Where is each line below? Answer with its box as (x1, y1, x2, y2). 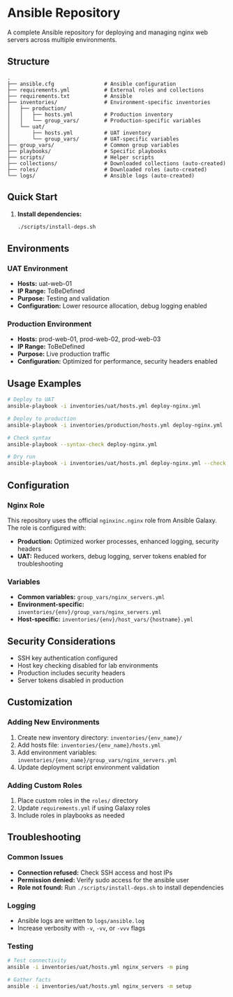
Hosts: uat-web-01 (17, 280, 72, 288)
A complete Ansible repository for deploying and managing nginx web (7, 28, 208, 36)
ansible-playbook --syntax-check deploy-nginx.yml (7, 440, 158, 448)
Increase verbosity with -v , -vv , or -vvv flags (17, 924, 146, 932)
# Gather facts (7, 977, 52, 984)
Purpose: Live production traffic (17, 350, 110, 358)
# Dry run (7, 453, 36, 461)
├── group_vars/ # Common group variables (7, 141, 179, 148)
